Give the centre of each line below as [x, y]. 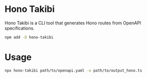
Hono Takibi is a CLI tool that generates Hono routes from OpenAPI [73, 23]
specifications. [20, 28]
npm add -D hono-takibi [29, 37]
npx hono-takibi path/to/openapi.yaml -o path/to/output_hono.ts [73, 71]
